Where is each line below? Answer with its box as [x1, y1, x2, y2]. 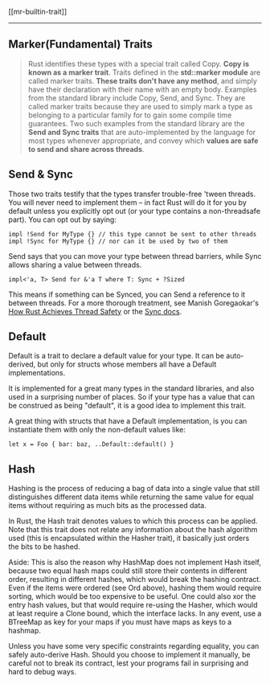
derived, [8, 359, 36, 369]
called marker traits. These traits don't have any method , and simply [27, 76, 257, 85]
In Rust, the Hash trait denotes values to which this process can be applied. [8, 516, 258, 526]
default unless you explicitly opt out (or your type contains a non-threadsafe [8, 206, 261, 215]
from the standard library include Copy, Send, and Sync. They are [27, 92, 246, 103]
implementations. [8, 368, 66, 378]
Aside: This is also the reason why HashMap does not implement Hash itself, [8, 558, 262, 567]
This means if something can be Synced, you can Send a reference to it [8, 289, 246, 299]
